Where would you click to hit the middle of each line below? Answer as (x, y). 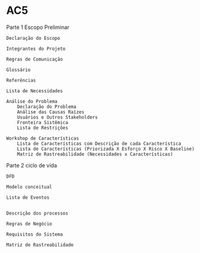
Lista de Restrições (43, 128)
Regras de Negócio (29, 223)
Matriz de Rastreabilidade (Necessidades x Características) (95, 154)
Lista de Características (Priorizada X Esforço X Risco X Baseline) (106, 149)
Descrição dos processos (37, 213)
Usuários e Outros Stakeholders (57, 117)
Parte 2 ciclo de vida (32, 165)
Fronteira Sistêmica (43, 122)
